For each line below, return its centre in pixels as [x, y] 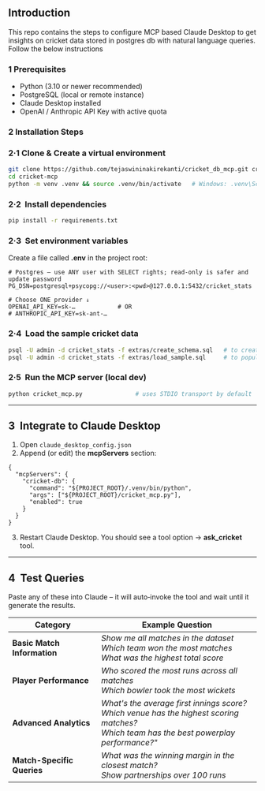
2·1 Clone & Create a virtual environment [87, 153]
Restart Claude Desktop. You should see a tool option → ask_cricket [131, 537]
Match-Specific [43, 760]
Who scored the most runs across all [170, 671]
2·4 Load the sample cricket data [74, 334]
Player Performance [50, 681]
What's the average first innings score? [174, 703]
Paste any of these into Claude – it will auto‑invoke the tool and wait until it [129, 597]
